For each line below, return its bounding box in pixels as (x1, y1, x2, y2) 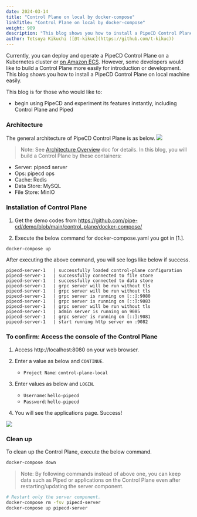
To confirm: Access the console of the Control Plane (6, 333, 158, 341)
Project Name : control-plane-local (23, 368, 108, 376)
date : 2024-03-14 (6, 8, 49, 15)
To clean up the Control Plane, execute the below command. (6, 448, 152, 455)
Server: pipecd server (14, 164, 67, 171)
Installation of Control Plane (6, 203, 87, 211)
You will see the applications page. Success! (14, 409, 123, 416)
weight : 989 (6, 25, 35, 31)
